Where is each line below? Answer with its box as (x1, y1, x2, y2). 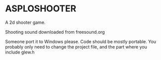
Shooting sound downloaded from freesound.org (5, 29, 105, 35)
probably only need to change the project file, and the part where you (5, 44, 147, 50)
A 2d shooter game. (5, 19, 46, 25)
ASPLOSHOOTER (5, 3, 77, 14)
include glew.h (5, 49, 35, 55)
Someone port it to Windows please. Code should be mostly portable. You (5, 38, 157, 45)
